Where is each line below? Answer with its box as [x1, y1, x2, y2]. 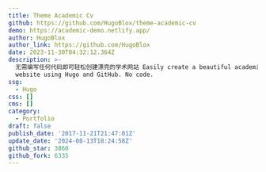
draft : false [8, 122, 51, 130]
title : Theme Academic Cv [8, 11, 93, 20]
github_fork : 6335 [8, 151, 69, 159]
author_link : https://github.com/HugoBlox [8, 41, 150, 49]
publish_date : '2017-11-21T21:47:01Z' [8, 129, 136, 137]
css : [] [8, 93, 34, 101]
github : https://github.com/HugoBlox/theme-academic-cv [8, 19, 196, 27]
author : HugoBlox [8, 33, 66, 42]
